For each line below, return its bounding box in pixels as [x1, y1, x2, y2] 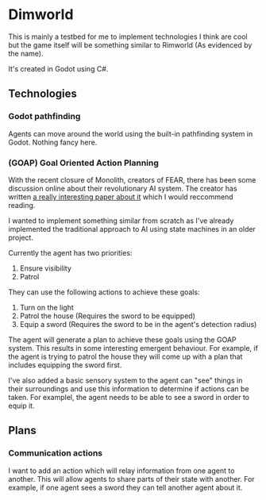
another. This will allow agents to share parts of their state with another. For [8, 474, 256, 483]
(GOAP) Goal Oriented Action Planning [8, 157, 159, 168]
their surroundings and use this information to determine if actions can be [8, 383, 249, 394]
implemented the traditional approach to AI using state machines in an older [8, 224, 256, 233]
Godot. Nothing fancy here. [8, 137, 98, 147]
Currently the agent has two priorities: [8, 248, 133, 257]
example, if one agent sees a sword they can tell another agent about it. [8, 483, 243, 492]
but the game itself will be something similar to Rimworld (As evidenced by [8, 40, 253, 49]
